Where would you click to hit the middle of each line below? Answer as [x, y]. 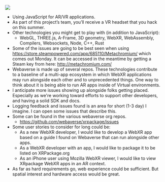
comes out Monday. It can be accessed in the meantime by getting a [82, 59]
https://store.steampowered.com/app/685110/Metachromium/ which [82, 54]
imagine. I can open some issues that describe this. [64, 111]
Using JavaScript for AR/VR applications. [54, 17]
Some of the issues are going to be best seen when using [71, 48]
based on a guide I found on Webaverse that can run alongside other [89, 137]
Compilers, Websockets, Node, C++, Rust [62, 43]
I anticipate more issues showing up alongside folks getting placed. [81, 90]
